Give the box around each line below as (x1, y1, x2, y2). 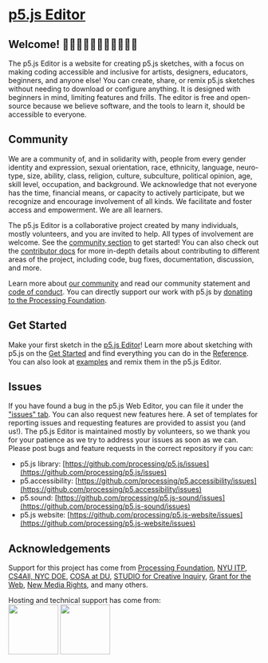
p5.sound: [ (19, 493, 58, 503)
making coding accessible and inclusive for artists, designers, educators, (8, 67, 249, 77)
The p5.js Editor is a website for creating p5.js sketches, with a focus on (8, 58, 245, 68)
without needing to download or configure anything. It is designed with (8, 84, 241, 94)
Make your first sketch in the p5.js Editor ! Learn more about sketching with (8, 340, 253, 349)
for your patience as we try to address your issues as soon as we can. (8, 435, 238, 445)
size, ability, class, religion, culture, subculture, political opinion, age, (26, 170, 253, 181)
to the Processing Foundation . (8, 295, 108, 305)
